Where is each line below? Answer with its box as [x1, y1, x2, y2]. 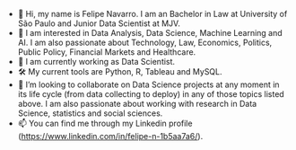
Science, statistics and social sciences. [17, 108, 163, 119]
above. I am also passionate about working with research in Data [17, 99, 257, 109]
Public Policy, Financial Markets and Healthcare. [17, 47, 196, 57]
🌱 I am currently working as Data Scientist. [17, 57, 176, 66]
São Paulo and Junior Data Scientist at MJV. [17, 18, 181, 29]
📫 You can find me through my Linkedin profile [17, 118, 193, 128]
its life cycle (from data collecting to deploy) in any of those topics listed [17, 89, 284, 99]
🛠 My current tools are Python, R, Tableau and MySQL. [17, 66, 222, 76]
